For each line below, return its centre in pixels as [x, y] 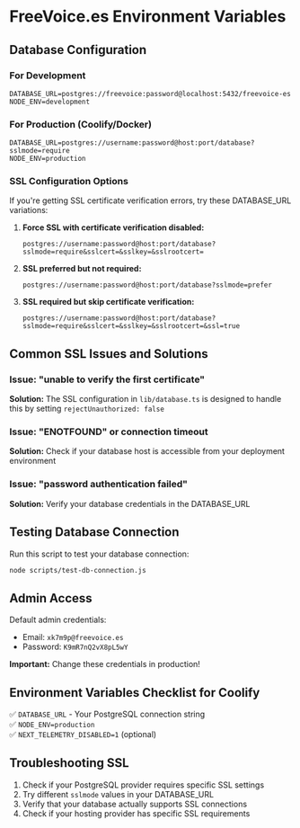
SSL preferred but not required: [82, 269]
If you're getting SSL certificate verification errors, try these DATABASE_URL [150, 200]
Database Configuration [78, 50]
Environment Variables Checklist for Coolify [135, 693]
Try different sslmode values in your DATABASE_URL [118, 794]
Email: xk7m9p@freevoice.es [73, 637]
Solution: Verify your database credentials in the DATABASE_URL [130, 503]
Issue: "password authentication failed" [99, 485]
